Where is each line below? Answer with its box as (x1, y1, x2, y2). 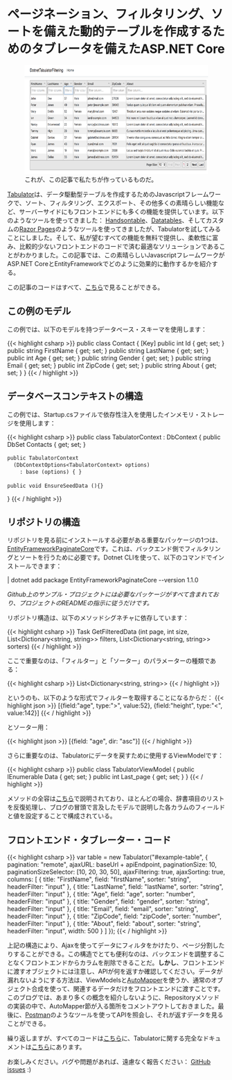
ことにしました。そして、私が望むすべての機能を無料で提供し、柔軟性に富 (7, 234, 219, 242)
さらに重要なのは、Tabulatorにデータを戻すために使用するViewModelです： (7, 751, 224, 760)
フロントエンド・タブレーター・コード (7, 834, 171, 846)
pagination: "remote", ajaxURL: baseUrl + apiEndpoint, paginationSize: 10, (7, 860, 217, 869)
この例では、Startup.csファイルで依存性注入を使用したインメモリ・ (7, 410, 201, 418)
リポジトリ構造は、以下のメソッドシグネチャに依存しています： (7, 614, 189, 622)
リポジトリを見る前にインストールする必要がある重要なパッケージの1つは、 (7, 536, 222, 544)
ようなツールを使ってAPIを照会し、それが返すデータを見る (56, 1011, 224, 1019)
